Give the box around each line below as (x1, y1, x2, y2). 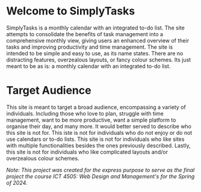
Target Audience (6, 84, 91, 98)
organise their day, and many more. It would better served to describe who (6, 122, 191, 130)
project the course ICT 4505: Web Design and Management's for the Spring (6, 173, 195, 180)
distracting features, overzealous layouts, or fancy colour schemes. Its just (6, 56, 191, 63)
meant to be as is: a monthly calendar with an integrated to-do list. (6, 62, 171, 70)
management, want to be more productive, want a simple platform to (6, 116, 176, 123)
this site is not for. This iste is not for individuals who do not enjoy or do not (6, 129, 193, 136)
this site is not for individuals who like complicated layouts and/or (6, 148, 169, 155)
